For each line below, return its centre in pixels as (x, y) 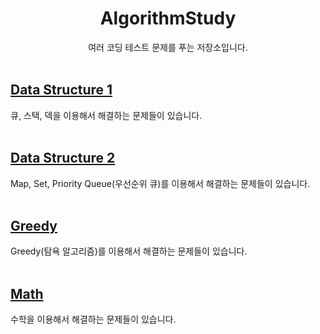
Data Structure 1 (61, 90)
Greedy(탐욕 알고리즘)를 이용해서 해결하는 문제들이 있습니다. (129, 251)
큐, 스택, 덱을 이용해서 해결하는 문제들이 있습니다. (106, 115)
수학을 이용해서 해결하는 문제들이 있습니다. (93, 319)
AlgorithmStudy (168, 18)
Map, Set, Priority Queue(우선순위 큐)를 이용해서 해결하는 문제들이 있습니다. (160, 183)
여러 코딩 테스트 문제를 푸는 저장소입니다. (168, 47)
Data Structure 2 (63, 158)
